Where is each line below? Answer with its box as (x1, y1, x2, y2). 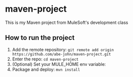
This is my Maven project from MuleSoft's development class (5, 19, 129, 25)
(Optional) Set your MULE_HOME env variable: (12, 61, 106, 67)
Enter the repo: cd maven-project (12, 56, 79, 62)
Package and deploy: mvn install (12, 66, 80, 72)
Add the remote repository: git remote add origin (12, 46, 114, 52)
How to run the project (5, 34, 75, 42)
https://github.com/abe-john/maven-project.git (12, 52, 111, 57)
